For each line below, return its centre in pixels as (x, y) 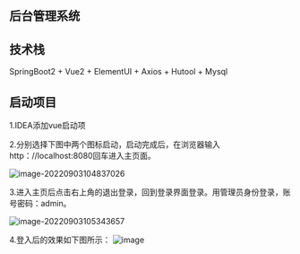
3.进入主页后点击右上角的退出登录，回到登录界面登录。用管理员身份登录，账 (150, 192)
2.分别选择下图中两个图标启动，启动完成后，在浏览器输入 (115, 145)
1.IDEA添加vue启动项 (47, 126)
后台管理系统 (45, 16)
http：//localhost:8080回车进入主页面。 (82, 156)
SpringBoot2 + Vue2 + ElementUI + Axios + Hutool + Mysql (119, 72)
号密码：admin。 (40, 204)
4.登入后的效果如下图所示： (60, 240)
